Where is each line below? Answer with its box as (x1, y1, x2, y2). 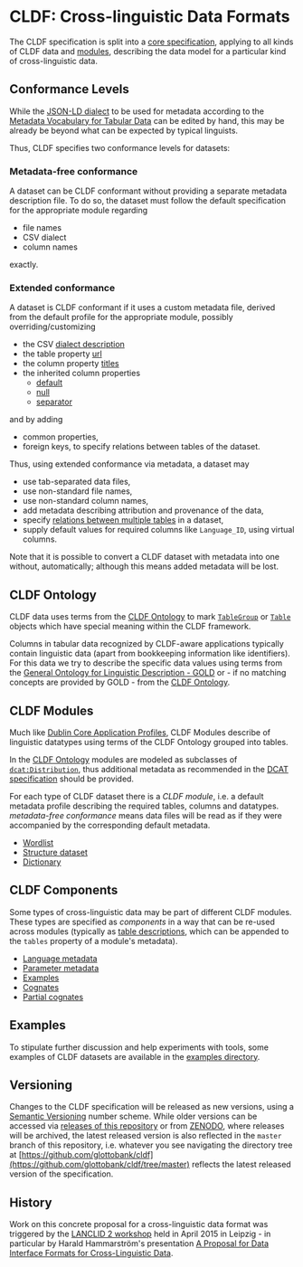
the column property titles (22, 358, 119, 369)
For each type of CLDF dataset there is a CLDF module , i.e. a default (9, 790, 264, 801)
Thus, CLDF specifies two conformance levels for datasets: (9, 142, 231, 153)
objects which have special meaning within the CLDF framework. (9, 621, 251, 632)
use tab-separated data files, (22, 477, 131, 487)
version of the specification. (9, 1168, 114, 1179)
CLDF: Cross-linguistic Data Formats (9, 6, 290, 27)
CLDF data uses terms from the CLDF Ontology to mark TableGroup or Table (9, 611, 291, 622)
